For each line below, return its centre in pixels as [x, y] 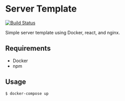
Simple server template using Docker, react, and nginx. [63, 32]
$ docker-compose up [27, 93]
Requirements [28, 48]
